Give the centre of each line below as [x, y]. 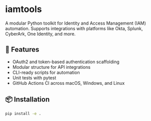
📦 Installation [27, 100]
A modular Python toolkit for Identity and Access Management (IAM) [76, 23]
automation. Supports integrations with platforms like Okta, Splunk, [74, 28]
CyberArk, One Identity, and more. [40, 34]
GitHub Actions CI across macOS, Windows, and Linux [68, 83]
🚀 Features [22, 49]
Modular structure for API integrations [51, 67]
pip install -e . [23, 113]
